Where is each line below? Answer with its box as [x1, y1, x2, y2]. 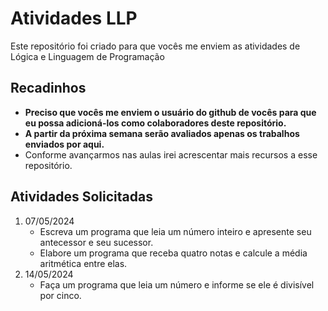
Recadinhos [10, 80, 87, 97]
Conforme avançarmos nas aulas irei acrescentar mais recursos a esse [24, 148, 318, 161]
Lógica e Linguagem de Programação [10, 50, 165, 62]
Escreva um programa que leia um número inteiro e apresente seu [39, 225, 312, 237]
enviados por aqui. [24, 138, 105, 150]
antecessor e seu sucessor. [39, 236, 154, 248]
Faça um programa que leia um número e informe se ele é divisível [39, 278, 315, 291]
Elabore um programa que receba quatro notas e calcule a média [39, 247, 308, 259]
